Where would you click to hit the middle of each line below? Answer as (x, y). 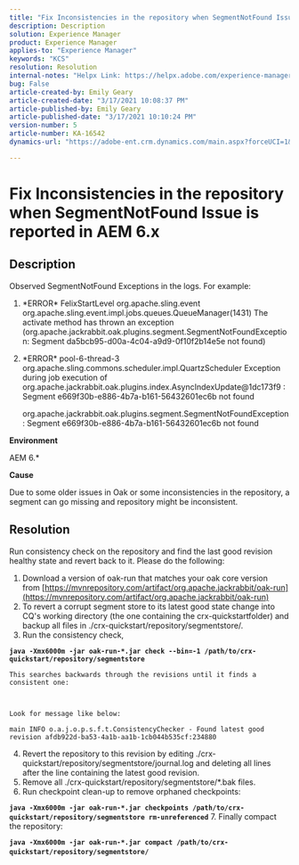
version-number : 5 (43, 126)
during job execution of (65, 377)
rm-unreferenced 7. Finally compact (213, 816)
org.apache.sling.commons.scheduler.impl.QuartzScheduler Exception (151, 367)
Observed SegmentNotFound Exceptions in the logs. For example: (130, 285)
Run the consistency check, (73, 635)
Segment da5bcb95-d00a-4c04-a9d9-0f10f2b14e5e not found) (149, 341)
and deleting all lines (233, 762)
